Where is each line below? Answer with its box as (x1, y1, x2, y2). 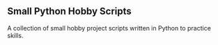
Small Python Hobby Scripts (7, 6, 132, 17)
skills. (7, 31, 24, 39)
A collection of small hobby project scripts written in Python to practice (7, 24, 211, 32)
